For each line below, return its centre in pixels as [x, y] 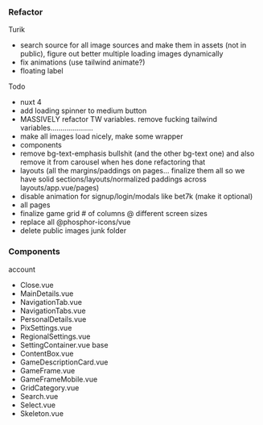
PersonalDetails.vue [53, 319]
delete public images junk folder [73, 231]
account [22, 269]
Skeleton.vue [42, 413]
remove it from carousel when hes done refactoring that [113, 162]
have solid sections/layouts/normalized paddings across [113, 179]
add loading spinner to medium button [83, 110]
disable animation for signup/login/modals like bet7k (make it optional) [136, 197]
